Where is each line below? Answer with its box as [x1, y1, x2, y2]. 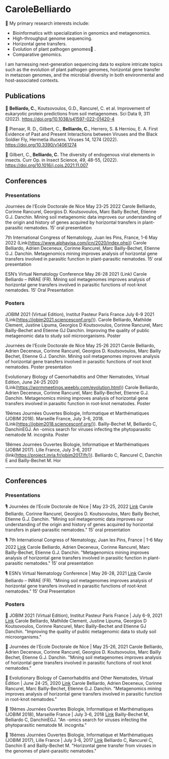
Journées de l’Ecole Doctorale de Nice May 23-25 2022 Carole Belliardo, [5, 203, 156, 210]
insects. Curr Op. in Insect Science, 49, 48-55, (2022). [5, 157, 118, 163]
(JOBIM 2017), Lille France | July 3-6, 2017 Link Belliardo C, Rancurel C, [5, 737, 153, 743]
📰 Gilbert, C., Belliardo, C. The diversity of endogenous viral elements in [5, 151, 155, 157]
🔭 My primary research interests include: [5, 20, 90, 26]
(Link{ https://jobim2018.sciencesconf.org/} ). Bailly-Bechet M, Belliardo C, [5, 421, 157, 427]
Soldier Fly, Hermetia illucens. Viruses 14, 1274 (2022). [5, 136, 118, 142]
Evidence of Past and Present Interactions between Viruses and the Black [5, 131, 158, 137]
